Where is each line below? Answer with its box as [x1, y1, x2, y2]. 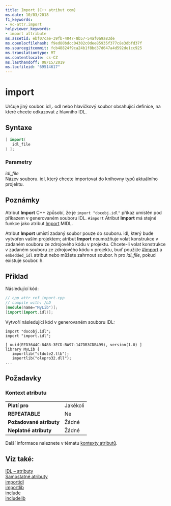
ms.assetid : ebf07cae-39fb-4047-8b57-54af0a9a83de [5, 36, 115, 41]
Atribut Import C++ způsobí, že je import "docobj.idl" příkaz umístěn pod [5, 209, 162, 215]
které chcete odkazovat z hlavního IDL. [5, 109, 87, 115]
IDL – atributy [5, 468, 34, 474]
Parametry [5, 159, 32, 166]
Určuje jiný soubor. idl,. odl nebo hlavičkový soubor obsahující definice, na [5, 103, 161, 110]
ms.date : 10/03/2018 [5, 12, 49, 17]
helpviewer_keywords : [5, 27, 51, 32]
